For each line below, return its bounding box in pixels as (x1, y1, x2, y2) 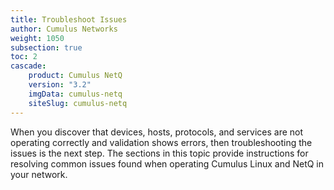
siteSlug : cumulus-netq (28, 98, 128, 108)
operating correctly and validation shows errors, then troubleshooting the (10, 136, 313, 148)
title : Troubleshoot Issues (10, 14, 128, 25)
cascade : (10, 61, 47, 71)
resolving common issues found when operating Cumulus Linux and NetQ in (10, 157, 325, 170)
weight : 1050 (10, 33, 65, 43)
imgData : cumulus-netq (28, 89, 123, 99)
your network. (10, 168, 68, 180)
